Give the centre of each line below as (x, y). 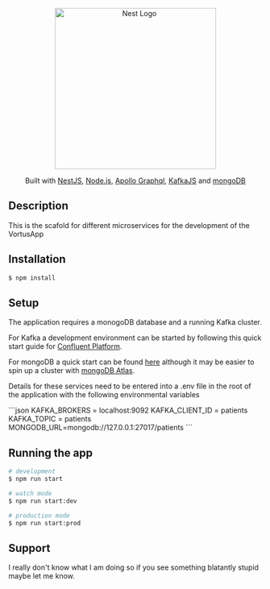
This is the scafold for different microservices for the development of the (129, 225)
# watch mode (30, 493)
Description (38, 206)
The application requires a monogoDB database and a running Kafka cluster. (135, 322)
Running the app (50, 452)
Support (29, 548)
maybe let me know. (42, 576)
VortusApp (26, 234)
